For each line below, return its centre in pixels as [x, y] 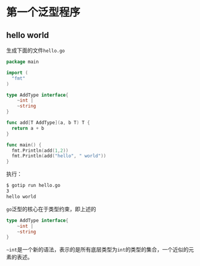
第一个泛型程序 [43, 12]
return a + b [28, 128]
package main [23, 62]
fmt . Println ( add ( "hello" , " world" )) [59, 156]
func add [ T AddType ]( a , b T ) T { [48, 123]
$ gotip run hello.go [33, 186]
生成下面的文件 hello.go [36, 50]
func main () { [24, 145]
